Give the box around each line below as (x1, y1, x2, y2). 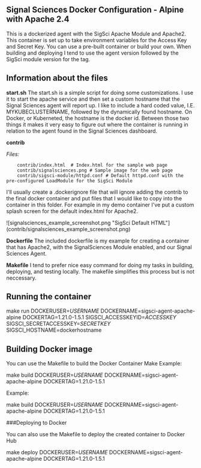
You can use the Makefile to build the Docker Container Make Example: (6, 360, 182, 367)
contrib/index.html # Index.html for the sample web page (17, 162, 168, 168)
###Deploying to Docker (6, 419, 67, 427)
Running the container (6, 292, 92, 302)
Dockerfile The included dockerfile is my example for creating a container (6, 237, 190, 244)
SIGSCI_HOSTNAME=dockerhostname (6, 326, 102, 334)
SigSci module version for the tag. (6, 55, 91, 62)
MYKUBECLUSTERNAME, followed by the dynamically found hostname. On (6, 108, 193, 115)
